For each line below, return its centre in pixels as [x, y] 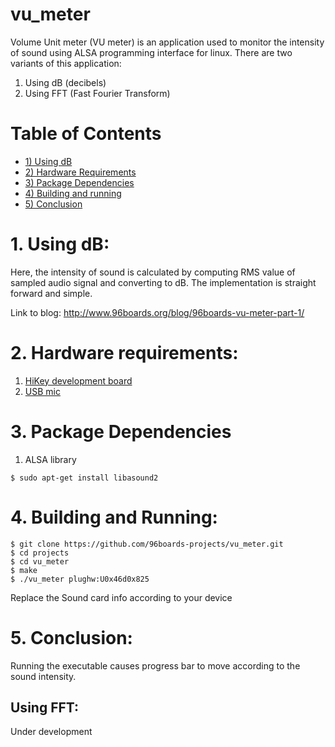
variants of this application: [66, 63]
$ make [24, 570]
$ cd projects [40, 553]
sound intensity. [43, 676]
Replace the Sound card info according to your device [121, 597]
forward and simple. [51, 293]
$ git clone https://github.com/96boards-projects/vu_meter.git [147, 544]
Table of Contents [86, 134]
